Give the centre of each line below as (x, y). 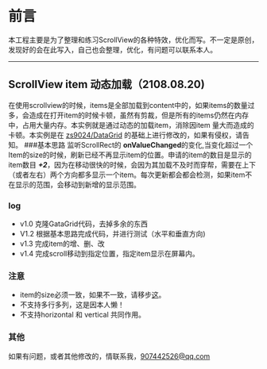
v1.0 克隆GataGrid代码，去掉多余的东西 (84, 224)
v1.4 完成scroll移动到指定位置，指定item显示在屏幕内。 (110, 254)
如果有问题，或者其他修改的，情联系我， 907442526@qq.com (109, 356)
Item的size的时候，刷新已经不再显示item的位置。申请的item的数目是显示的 (130, 155)
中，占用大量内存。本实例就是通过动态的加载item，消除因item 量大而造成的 (131, 125)
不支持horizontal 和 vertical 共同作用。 (82, 315)
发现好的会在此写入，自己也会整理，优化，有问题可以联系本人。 (112, 49)
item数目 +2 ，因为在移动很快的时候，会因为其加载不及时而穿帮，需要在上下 (132, 164)
